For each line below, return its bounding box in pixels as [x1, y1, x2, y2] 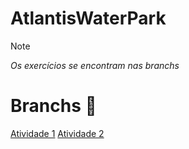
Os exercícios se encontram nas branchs [10, 59, 180, 71]
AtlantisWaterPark [10, 7, 167, 30]
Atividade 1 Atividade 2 [10, 127, 105, 139]
